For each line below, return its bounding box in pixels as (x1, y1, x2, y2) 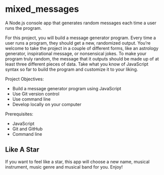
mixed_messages (5, 3, 79, 15)
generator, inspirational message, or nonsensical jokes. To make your (5, 51, 147, 57)
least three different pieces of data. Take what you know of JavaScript (5, 61, 149, 67)
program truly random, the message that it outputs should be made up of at (5, 56, 160, 61)
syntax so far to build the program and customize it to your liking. (5, 66, 138, 72)
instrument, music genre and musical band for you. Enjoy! (5, 164, 123, 170)
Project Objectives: (5, 76, 44, 82)
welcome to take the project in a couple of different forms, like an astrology (5, 45, 159, 51)
